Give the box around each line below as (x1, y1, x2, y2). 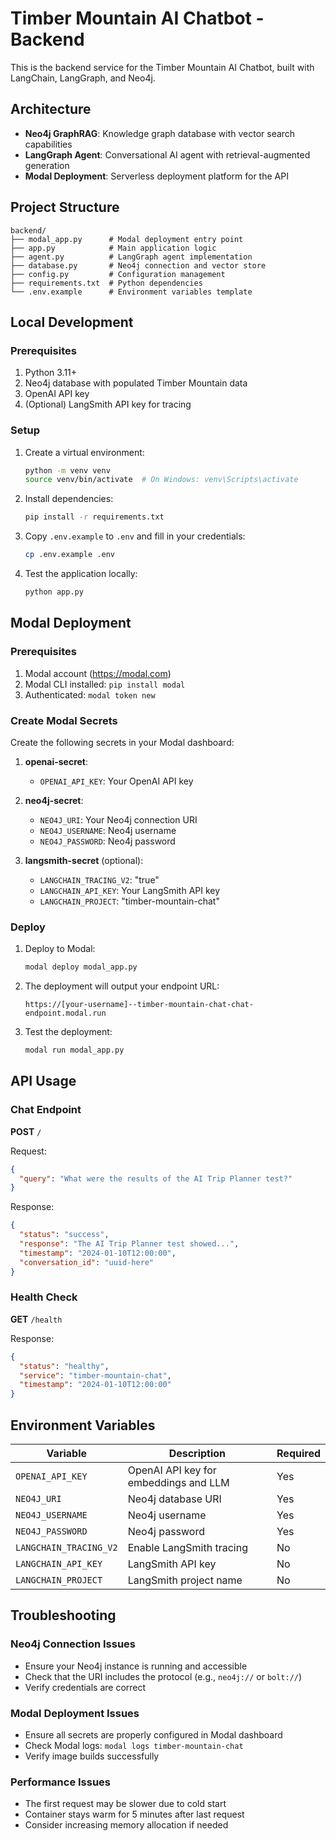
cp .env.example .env (24, 550, 115, 560)
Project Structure (10, 199, 120, 216)
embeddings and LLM (127, 1476, 230, 1489)
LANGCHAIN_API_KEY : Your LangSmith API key (39, 884, 221, 896)
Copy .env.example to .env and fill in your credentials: (24, 530, 246, 542)
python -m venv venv (24, 465, 111, 476)
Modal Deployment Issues (10, 1706, 140, 1720)
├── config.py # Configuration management (10, 269, 226, 279)
